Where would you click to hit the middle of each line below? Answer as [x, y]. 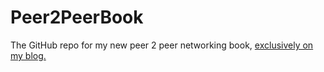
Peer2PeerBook [77, 17]
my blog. [28, 55]
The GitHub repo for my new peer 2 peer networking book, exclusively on [162, 45]
